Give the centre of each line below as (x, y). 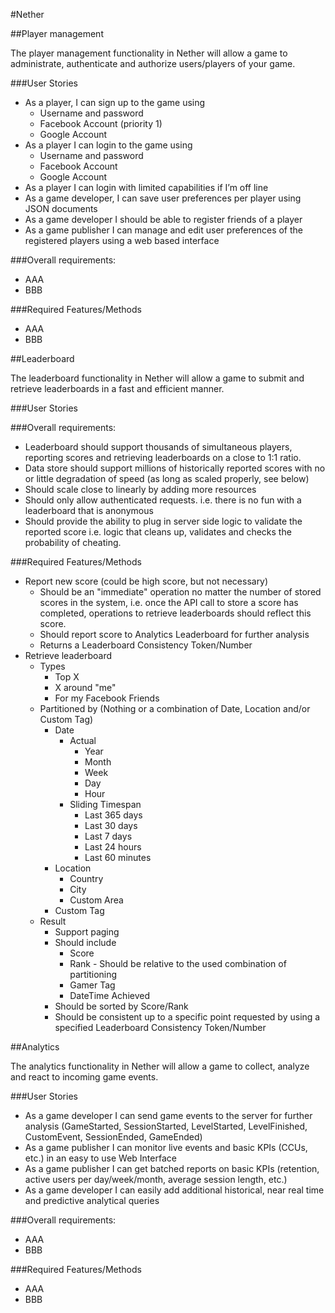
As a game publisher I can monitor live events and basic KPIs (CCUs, (166, 1147)
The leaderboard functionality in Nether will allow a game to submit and (157, 378)
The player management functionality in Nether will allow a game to (149, 53)
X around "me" (85, 687)
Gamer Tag (92, 985)
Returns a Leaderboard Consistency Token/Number (146, 645)
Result (53, 921)
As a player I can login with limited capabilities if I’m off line (146, 187)
